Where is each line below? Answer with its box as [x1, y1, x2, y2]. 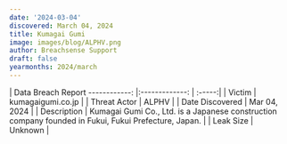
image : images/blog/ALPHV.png [9, 37, 122, 47]
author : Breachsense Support [9, 46, 118, 55]
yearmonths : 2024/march [9, 63, 98, 72]
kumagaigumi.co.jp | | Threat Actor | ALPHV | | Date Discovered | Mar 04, [9, 96, 278, 107]
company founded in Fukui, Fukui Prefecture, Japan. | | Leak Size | [9, 115, 254, 125]
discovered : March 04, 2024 [9, 21, 114, 30]
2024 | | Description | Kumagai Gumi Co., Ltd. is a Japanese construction [9, 106, 278, 116]
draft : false [9, 54, 58, 63]
